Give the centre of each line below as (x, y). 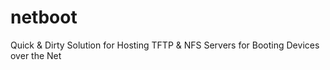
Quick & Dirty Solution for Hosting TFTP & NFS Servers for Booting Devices (165, 45)
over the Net (36, 55)
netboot (44, 17)
